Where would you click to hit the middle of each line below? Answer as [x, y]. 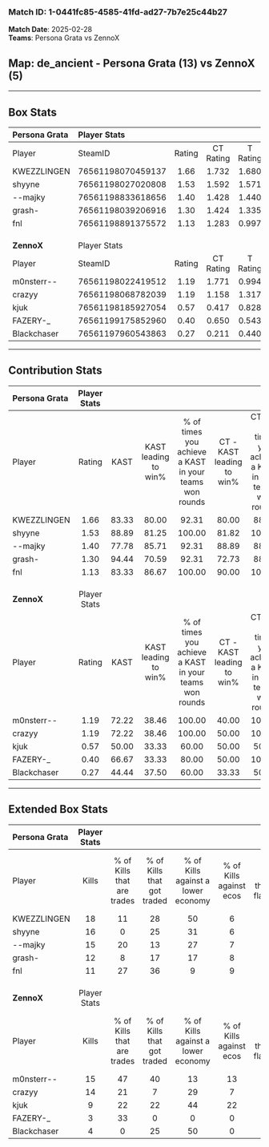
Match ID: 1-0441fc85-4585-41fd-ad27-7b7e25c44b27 [118, 12]
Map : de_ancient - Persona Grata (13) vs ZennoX [132, 63]
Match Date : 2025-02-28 [50, 30]
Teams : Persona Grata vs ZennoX [64, 38]
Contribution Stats [55, 371]
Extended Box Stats [58, 809]
